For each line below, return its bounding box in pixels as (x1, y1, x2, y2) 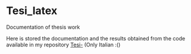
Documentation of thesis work (6, 23, 80, 31)
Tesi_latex (6, 4, 58, 18)
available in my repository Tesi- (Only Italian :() (6, 41, 121, 48)
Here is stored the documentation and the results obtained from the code (6, 35, 186, 42)
